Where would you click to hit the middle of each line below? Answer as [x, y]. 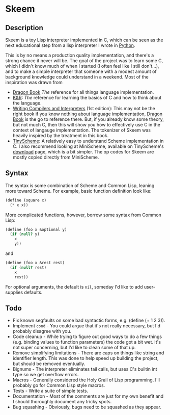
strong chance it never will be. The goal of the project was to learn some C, [84, 61]
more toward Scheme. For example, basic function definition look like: [78, 191]
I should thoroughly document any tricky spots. [62, 402]
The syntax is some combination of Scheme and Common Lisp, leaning [80, 185]
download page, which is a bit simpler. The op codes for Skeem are [83, 152]
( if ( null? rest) [28, 267]
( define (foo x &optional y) [36, 229]
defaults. [33, 292]
